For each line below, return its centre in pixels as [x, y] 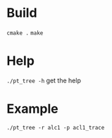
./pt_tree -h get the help [44, 80]
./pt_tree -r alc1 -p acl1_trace [56, 127]
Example [32, 109]
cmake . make [25, 33]
